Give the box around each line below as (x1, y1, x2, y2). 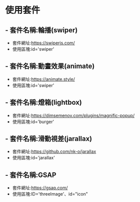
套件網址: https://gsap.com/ (12, 185, 68, 191)
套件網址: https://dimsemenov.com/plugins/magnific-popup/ (12, 112, 135, 118)
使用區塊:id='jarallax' (12, 155, 56, 161)
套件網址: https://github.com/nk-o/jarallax (12, 148, 96, 154)
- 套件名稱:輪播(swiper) (5, 26, 78, 34)
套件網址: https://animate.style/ (12, 76, 75, 82)
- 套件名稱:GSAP (5, 171, 57, 179)
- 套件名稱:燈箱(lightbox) (5, 98, 82, 107)
